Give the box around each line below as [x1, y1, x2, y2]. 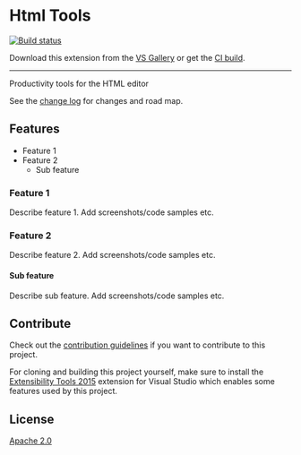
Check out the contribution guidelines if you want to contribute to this [9, 339, 266, 350]
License [9, 411, 55, 426]
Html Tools [9, 5, 91, 26]
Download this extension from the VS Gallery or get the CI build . [9, 52, 245, 63]
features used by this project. [9, 386, 118, 397]
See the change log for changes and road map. [9, 95, 184, 106]
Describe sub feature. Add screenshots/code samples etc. [9, 290, 225, 301]
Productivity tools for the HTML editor [9, 78, 150, 89]
